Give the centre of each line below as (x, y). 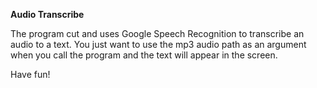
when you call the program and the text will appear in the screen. (144, 55)
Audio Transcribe (47, 14)
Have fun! (30, 74)
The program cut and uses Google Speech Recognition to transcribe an (157, 33)
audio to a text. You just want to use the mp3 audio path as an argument (158, 44)
